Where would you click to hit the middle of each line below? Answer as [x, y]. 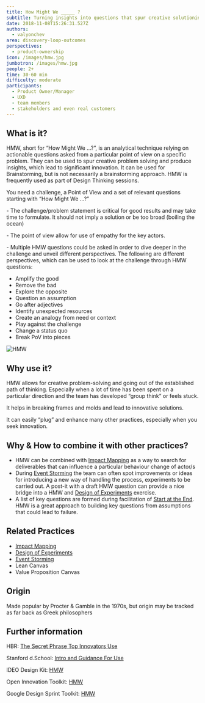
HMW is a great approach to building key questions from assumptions [103, 506]
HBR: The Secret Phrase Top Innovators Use [62, 646]
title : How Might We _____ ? [43, 12]
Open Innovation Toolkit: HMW [45, 682]
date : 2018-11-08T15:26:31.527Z [47, 23]
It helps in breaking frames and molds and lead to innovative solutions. [95, 408]
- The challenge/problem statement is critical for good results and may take [101, 211]
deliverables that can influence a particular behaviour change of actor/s [105, 466]
